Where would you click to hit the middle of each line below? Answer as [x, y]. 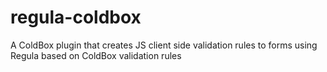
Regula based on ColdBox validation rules [96, 55]
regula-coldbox [76, 17]
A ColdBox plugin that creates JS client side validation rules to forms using [164, 45]
